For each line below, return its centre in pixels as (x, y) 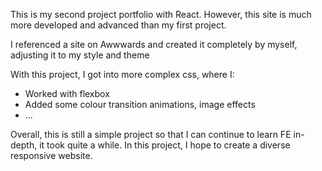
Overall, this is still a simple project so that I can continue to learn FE (151, 134)
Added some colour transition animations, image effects (140, 104)
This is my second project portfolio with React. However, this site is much (161, 14)
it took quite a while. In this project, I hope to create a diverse (165, 145)
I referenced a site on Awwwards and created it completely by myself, (154, 44)
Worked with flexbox (67, 93)
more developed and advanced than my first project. (118, 25)
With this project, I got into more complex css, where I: (122, 74)
